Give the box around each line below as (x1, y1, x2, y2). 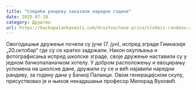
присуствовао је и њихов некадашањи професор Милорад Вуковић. (6, 78, 177, 85)
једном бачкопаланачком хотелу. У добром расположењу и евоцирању (6, 59, 185, 66)
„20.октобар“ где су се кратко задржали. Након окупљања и (6, 47, 157, 54)
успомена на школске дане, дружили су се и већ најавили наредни (6, 65, 175, 73)
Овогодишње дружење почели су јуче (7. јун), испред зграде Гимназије (6, 41, 185, 48)
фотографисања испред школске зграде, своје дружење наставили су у (6, 53, 187, 60)
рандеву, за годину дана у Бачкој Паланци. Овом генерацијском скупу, (6, 71, 184, 78)
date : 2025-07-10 (6, 14, 48, 20)
